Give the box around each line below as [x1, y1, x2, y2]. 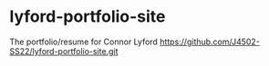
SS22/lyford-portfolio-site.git [9, 45, 119, 56]
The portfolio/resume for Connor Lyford [9, 36, 158, 47]
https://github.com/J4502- [159, 36, 260, 47]
